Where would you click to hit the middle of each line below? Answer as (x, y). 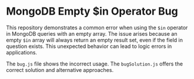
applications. (21, 52)
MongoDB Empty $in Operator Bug (92, 11)
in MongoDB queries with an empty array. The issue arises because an (92, 33)
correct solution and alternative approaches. (60, 70)
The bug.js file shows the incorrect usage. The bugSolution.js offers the (95, 64)
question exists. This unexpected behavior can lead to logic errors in (89, 46)
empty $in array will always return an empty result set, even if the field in (95, 40)
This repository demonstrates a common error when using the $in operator (97, 28)
